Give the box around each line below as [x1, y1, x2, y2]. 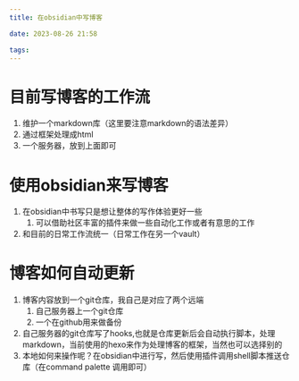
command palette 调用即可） [46, 361, 152, 372]
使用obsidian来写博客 [9, 175, 170, 195]
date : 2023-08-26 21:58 [9, 29, 98, 38]
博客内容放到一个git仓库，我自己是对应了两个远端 [21, 294, 204, 305]
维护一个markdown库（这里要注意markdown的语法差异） [21, 118, 234, 129]
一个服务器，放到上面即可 [21, 140, 117, 151]
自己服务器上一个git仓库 [35, 306, 124, 317]
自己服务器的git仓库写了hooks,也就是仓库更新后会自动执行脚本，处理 [21, 328, 276, 339]
